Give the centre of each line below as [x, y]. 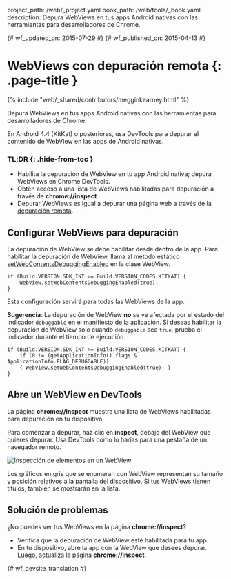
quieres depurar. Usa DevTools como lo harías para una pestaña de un [107, 439]
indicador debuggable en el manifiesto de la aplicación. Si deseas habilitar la [114, 322]
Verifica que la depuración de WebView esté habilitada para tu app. [113, 540]
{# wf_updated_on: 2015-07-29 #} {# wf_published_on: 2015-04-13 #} [107, 38]
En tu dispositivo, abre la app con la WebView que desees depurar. [112, 547]
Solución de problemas [58, 510]
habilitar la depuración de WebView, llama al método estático [94, 257]
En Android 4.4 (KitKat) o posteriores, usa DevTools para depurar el [103, 133]
